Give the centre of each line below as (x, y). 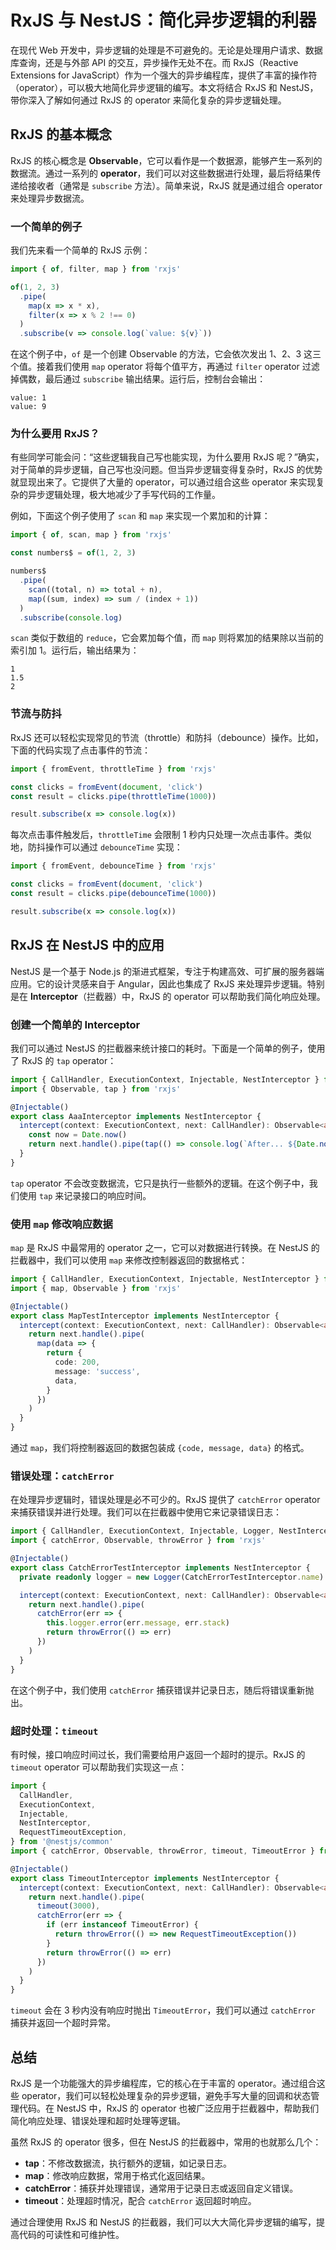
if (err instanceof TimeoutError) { (122, 1925)
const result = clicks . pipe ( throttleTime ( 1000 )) (113, 796)
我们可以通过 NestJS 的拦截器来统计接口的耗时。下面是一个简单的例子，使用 (168, 1048)
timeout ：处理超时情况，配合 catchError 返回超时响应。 (140, 2200)
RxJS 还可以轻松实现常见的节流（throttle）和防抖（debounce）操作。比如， (167, 737)
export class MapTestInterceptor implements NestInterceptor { (145, 1316)
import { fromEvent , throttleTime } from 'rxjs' (113, 769)
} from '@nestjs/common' (62, 1842)
